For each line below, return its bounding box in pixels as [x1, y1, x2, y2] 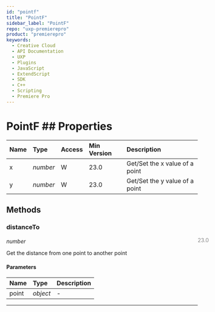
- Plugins [12, 59, 36, 65]
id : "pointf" [6, 8, 39, 15]
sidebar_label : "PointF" [6, 20, 69, 26]
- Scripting [12, 88, 43, 94]
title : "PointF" [6, 15, 47, 21]
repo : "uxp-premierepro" [6, 25, 69, 32]
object [32, 289, 51, 297]
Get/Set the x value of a [126, 159, 194, 167]
